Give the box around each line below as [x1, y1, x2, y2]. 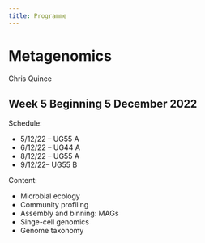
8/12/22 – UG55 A [19, 151, 79, 161]
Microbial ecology [19, 191, 81, 201]
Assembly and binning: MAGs [19, 208, 119, 219]
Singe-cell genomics [19, 217, 89, 227]
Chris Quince [8, 74, 53, 83]
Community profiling [19, 200, 89, 210]
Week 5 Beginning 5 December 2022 [8, 96, 198, 110]
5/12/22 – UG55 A [19, 134, 79, 144]
